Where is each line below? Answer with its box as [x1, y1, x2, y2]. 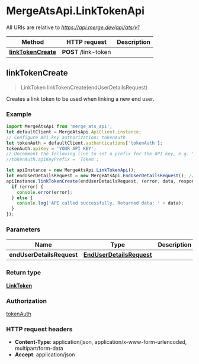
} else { [11, 194, 33, 201]
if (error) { [11, 184, 44, 190]
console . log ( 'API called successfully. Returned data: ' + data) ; [17, 200, 184, 206]
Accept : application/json [14, 351, 75, 358]
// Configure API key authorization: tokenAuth [6, 135, 126, 141]
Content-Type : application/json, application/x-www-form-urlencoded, [14, 339, 187, 346]
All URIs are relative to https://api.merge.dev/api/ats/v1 [6, 24, 140, 31]
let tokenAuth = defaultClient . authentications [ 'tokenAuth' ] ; [6, 140, 163, 146]
